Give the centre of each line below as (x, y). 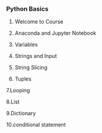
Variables (26, 45)
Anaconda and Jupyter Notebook (55, 33)
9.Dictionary (21, 113)
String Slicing (31, 67)
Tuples (23, 79)
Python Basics (27, 9)
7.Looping (18, 90)
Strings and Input (36, 56)
